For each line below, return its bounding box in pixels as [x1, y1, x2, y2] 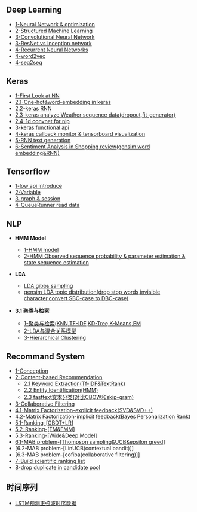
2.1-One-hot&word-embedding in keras [14, 98, 112, 105]
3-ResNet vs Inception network [14, 39, 92, 47]
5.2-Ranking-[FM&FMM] [14, 426, 75, 433]
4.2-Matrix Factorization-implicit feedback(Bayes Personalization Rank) [14, 413, 191, 420]
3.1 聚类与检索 [14, 307, 50, 315]
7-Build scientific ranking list [14, 458, 85, 465]
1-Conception [14, 367, 49, 374]
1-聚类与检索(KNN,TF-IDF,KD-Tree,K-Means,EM [23, 320, 141, 327]
